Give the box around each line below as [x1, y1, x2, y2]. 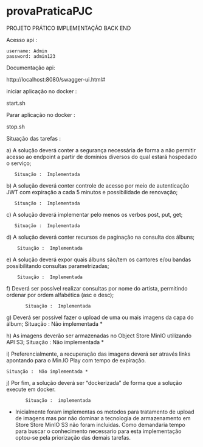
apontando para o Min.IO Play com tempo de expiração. [6, 356, 146, 364]
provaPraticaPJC [6, 4, 93, 18]
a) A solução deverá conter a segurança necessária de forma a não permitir [6, 146, 196, 153]
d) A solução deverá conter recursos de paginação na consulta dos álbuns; [6, 233, 195, 241]
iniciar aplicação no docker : [6, 87, 77, 95]
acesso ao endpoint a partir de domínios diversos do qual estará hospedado [6, 153, 198, 160]
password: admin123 [6, 53, 56, 59]
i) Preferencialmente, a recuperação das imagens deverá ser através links [6, 350, 191, 357]
